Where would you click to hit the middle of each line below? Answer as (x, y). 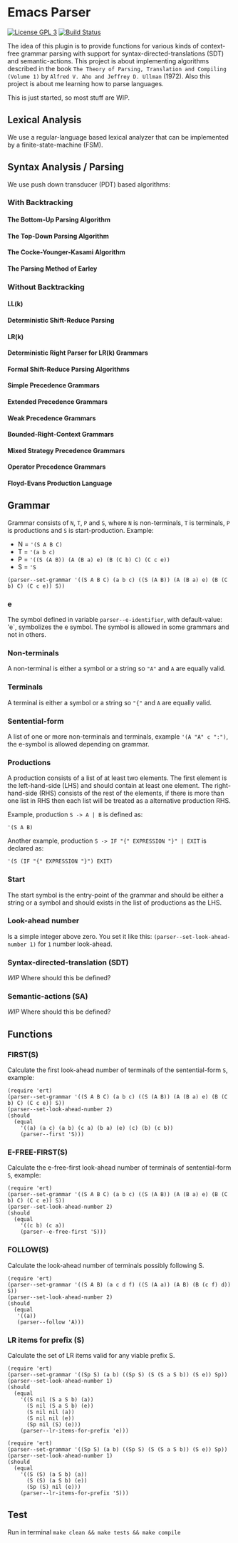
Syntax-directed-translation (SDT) (68, 962)
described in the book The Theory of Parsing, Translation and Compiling (117, 68)
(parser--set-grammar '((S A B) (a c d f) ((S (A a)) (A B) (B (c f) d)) (119, 1284)
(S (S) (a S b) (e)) (57, 1480)
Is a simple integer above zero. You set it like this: (80, 936)
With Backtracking (40, 202)
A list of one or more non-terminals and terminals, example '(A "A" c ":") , (118, 736)
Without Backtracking (46, 287)
